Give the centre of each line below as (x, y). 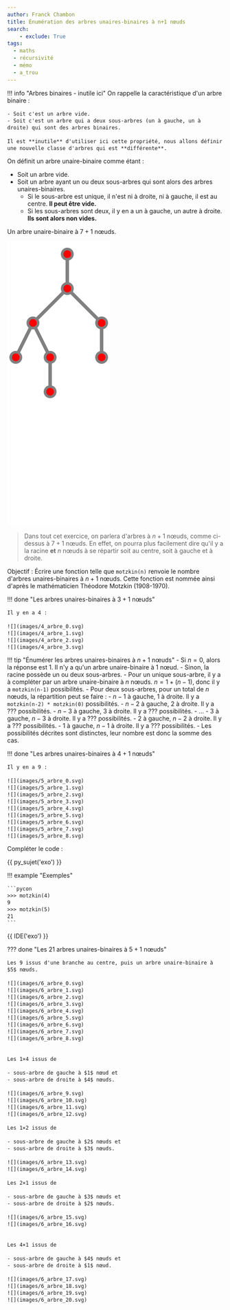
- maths (24, 51)
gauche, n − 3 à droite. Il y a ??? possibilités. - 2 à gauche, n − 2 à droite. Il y (114, 718)
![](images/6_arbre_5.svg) (46, 1018)
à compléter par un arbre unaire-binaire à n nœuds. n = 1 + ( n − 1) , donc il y (114, 682)
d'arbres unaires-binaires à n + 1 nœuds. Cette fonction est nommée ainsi (111, 579)
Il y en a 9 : (27, 767)
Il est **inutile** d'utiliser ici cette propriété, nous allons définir (115, 141)
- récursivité (33, 58)
